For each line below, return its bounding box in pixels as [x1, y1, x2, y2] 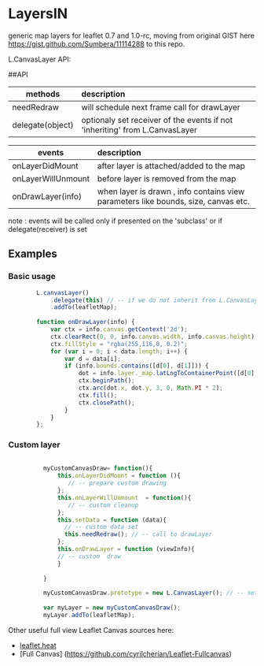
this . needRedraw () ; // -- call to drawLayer [64, 530, 213, 538]
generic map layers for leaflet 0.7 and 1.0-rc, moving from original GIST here [8, 31, 255, 40]
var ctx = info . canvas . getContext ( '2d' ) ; [49, 326, 189, 333]
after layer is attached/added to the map [97, 160, 246, 171]
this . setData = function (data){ [57, 515, 167, 524]
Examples [8, 247, 57, 261]
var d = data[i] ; [64, 355, 122, 363]
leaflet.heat [19, 640, 57, 650]
